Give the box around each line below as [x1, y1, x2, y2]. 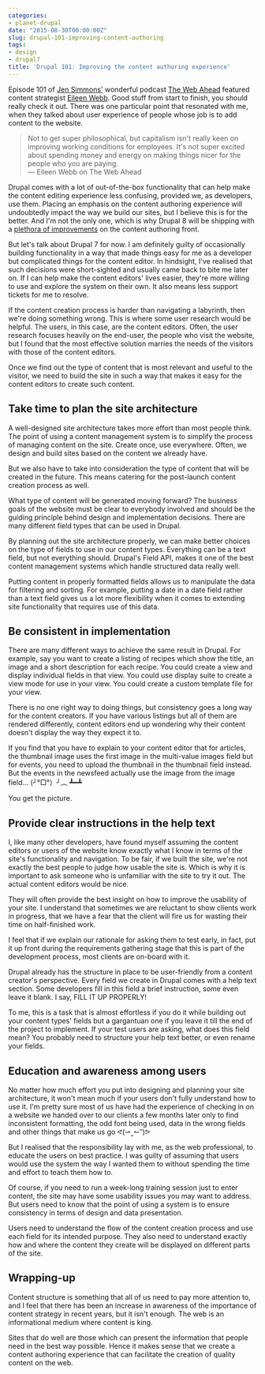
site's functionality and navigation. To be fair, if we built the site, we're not [8, 854, 248, 864]
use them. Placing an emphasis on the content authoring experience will [8, 199, 243, 208]
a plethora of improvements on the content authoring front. [8, 224, 200, 234]
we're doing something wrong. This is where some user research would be [8, 313, 252, 323]
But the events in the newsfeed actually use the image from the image [8, 768, 235, 778]
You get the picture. [8, 794, 73, 803]
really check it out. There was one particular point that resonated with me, [8, 101, 248, 111]
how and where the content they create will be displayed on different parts [8, 1241, 251, 1249]
